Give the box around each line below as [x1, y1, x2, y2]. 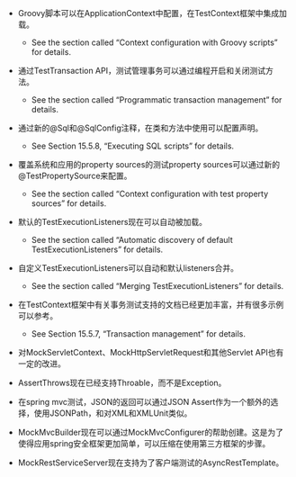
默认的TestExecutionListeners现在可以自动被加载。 [17, 217, 208, 227]
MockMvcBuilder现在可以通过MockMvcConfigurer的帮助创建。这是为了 [17, 427, 283, 437]
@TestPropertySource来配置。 [17, 170, 132, 181]
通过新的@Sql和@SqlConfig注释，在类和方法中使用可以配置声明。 [17, 122, 264, 133]
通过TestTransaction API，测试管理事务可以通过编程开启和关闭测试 [17, 66, 266, 76]
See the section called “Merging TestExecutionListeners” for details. [31, 281, 284, 291]
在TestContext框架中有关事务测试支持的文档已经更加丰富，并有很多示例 [17, 300, 284, 310]
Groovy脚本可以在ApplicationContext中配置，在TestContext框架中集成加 [17, 8, 288, 18]
